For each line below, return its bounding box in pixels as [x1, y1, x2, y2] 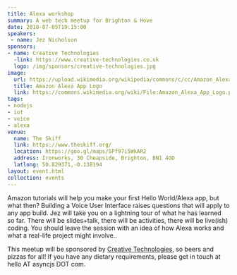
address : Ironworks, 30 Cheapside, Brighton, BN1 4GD [13, 154, 175, 162]
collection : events [7, 174, 65, 181]
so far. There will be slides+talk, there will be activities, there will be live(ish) [7, 216, 229, 224]
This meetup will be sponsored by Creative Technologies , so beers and [7, 245, 214, 253]
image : [7, 69, 27, 76]
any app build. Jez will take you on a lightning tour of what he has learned [7, 209, 222, 217]
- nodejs [7, 102, 33, 109]
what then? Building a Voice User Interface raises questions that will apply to [7, 201, 231, 209]
